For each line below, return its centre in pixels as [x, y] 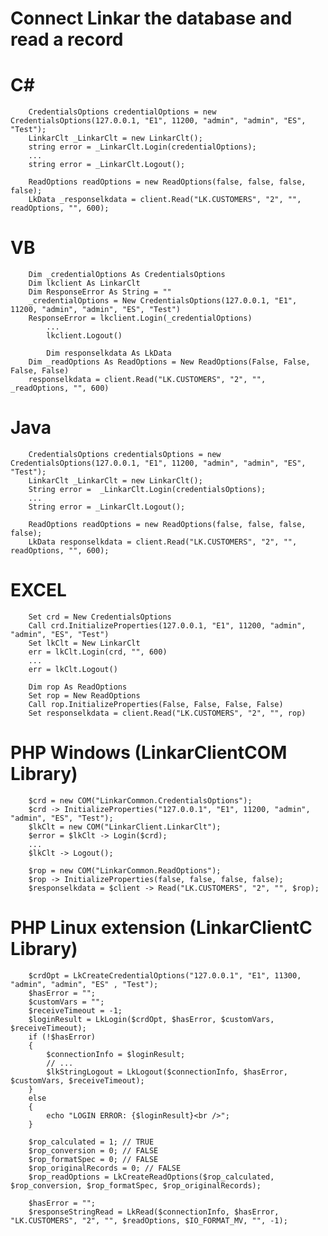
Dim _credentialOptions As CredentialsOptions [127, 275]
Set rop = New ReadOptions [84, 695]
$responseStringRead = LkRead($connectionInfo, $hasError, [154, 1212]
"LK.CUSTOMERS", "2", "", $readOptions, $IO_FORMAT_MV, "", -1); [149, 1220]
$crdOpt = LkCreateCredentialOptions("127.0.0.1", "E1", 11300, [165, 975]
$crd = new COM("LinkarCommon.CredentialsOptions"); [140, 800]
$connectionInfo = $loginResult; [116, 1054]
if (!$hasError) [62, 1037]
